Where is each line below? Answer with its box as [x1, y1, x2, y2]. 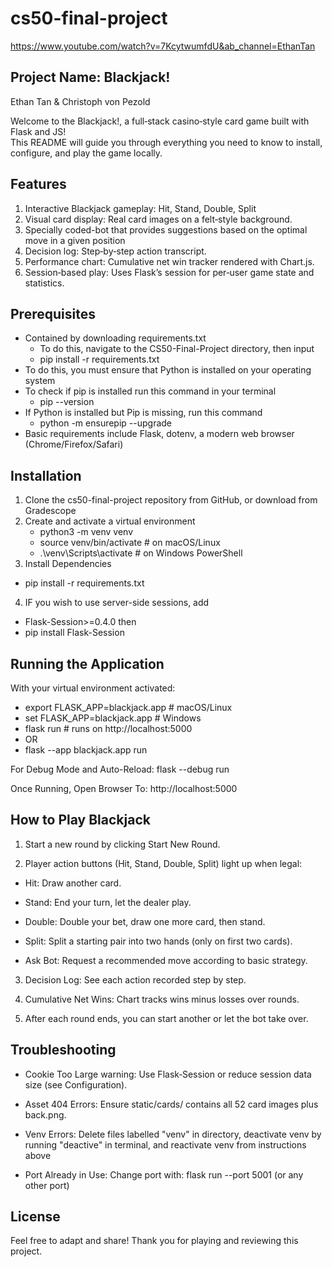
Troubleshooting [10, 1042, 117, 1059]
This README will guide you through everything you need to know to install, [10, 136, 323, 148]
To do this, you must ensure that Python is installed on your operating [24, 364, 312, 376]
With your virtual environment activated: [10, 682, 176, 694]
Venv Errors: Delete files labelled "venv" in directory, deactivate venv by [24, 1128, 322, 1140]
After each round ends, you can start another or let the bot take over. [24, 1012, 309, 1024]
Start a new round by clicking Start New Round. [24, 838, 221, 850]
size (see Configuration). [24, 1078, 128, 1091]
